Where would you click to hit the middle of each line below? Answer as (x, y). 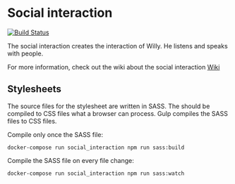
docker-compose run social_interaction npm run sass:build (96, 147)
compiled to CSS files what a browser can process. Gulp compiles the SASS (117, 113)
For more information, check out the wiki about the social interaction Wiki (114, 67)
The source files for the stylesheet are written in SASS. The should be (109, 106)
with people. (25, 53)
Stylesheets (34, 89)
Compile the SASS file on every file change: (71, 160)
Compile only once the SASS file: (55, 134)
